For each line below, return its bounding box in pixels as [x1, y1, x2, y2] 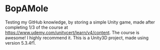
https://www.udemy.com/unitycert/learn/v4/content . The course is [5, 29, 139, 35]
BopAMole [5, 3, 48, 14]
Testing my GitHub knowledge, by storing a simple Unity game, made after [5, 19, 155, 25]
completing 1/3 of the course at [5, 24, 69, 30]
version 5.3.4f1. [5, 40, 36, 46]
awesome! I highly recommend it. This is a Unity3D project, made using [5, 35, 149, 41]
